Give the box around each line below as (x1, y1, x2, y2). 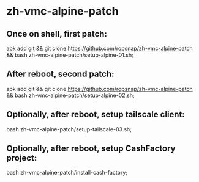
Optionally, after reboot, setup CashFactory (6, 144, 176, 154)
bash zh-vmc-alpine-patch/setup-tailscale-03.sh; (6, 125, 132, 133)
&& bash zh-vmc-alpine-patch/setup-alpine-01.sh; (6, 51, 133, 59)
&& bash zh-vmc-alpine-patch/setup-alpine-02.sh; (6, 92, 135, 99)
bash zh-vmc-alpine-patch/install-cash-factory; (6, 169, 127, 177)
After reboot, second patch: (6, 69, 115, 79)
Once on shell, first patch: (6, 29, 107, 39)
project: (6, 153, 37, 163)
